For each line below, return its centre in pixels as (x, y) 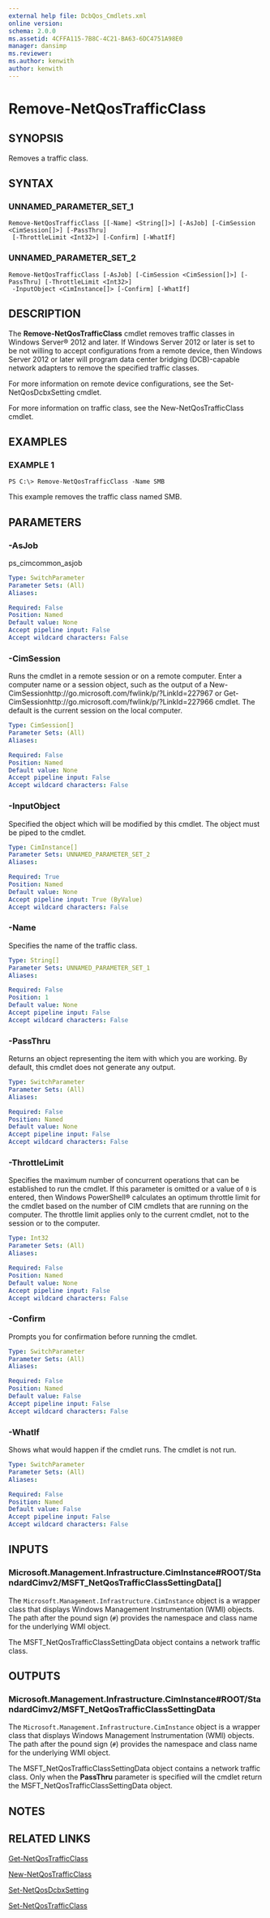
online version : (36, 24)
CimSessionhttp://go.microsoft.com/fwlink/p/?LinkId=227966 (111, 702)
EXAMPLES (38, 441)
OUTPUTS (34, 1676)
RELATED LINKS (49, 1839)
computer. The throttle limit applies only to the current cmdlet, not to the (129, 1215)
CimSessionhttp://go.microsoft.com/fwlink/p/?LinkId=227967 (111, 693)
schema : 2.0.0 (32, 31)
